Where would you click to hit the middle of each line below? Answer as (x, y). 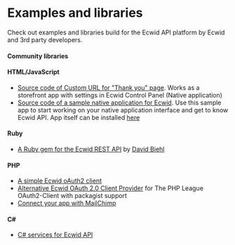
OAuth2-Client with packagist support (72, 196)
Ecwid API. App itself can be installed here (79, 117)
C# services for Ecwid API (55, 235)
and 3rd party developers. (45, 39)
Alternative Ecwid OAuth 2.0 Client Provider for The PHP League (110, 188)
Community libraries (38, 56)
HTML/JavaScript (33, 72)
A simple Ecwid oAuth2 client (60, 181)
